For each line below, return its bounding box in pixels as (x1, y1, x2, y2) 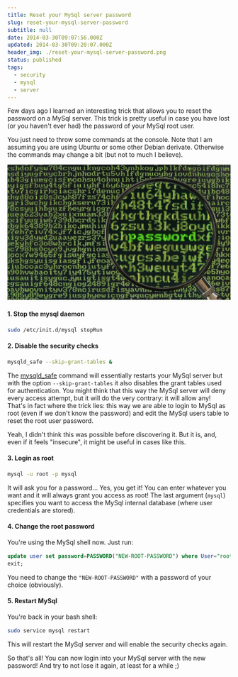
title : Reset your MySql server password (7, 11, 132, 18)
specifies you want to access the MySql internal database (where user (7, 498, 213, 507)
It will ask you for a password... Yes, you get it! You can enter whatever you (7, 483, 227, 492)
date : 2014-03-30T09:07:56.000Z (7, 34, 103, 41)
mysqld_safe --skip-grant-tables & (7, 358, 113, 365)
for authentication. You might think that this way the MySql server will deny (7, 386, 226, 395)
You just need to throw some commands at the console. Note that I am (7, 136, 212, 144)
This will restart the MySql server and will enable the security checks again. (7, 639, 228, 649)
